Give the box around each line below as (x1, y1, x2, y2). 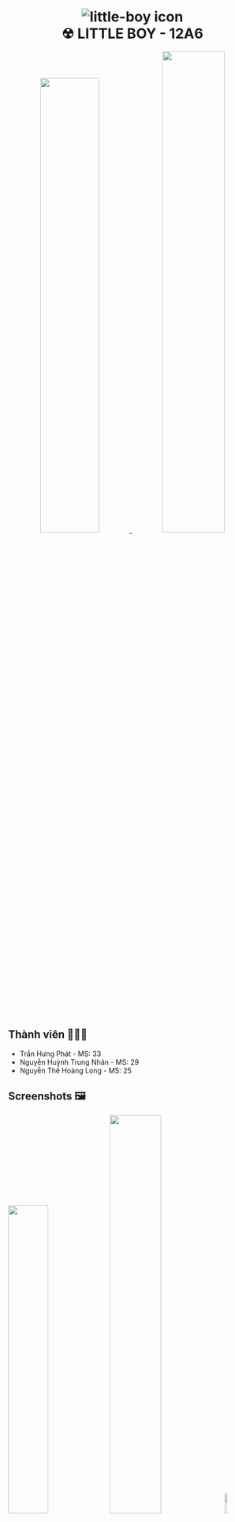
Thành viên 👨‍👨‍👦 (8, 1028, 88, 1042)
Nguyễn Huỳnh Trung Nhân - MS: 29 (19, 1057, 140, 1066)
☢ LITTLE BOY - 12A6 (62, 24, 203, 43)
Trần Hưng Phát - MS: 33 (19, 1049, 102, 1058)
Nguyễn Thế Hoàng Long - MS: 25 (19, 1065, 132, 1075)
